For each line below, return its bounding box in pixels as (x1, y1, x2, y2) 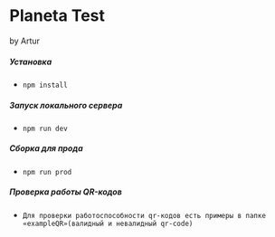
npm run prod (22, 167, 72, 176)
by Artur (9, 35, 41, 46)
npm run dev (22, 124, 68, 133)
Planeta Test (9, 5, 106, 26)
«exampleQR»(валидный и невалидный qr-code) (22, 219, 194, 228)
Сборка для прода (9, 143, 83, 154)
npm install (22, 81, 68, 90)
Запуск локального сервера (9, 100, 123, 110)
